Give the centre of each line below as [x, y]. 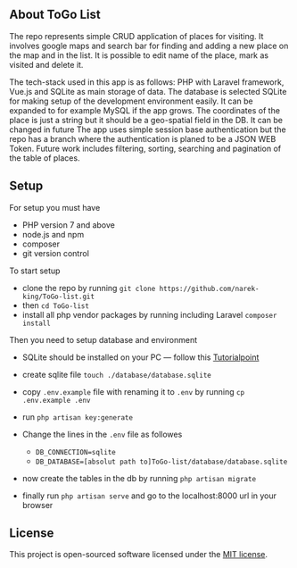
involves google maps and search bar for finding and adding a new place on [149, 46]
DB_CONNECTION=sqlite [75, 452]
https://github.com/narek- [209, 288]
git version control [55, 253]
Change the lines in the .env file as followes [102, 434]
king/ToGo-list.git [58, 297]
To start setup [35, 271]
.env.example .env [56, 400]
